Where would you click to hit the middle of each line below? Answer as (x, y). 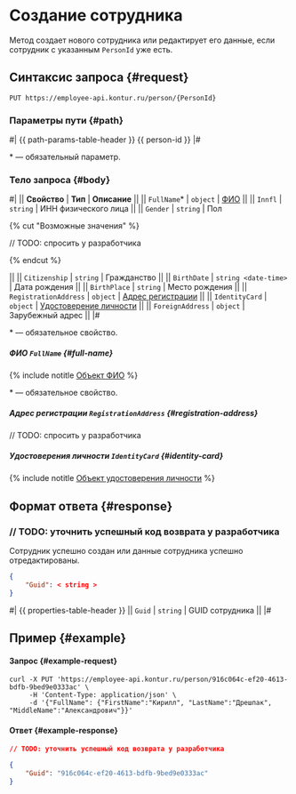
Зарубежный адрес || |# (55, 316)
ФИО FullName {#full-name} (61, 353)
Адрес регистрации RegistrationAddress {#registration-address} (134, 413)
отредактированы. (44, 560)
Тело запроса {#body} (60, 180)
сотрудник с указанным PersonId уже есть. (91, 49)
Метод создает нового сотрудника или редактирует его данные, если (142, 40)
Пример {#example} (68, 638)
